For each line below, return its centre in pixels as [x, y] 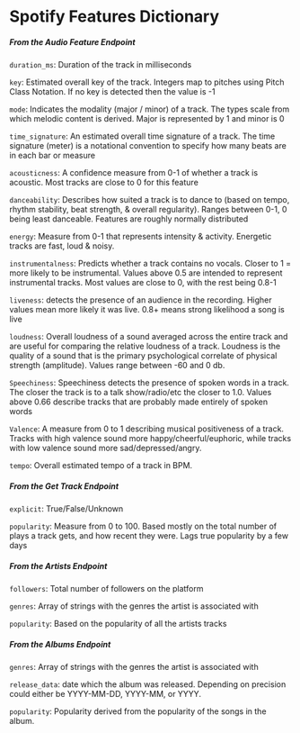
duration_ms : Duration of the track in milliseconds [101, 65]
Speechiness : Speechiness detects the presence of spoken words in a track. [150, 383]
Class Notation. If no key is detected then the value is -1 [112, 92]
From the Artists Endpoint [58, 566]
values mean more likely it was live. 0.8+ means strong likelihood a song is [147, 310]
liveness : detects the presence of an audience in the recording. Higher [141, 300]
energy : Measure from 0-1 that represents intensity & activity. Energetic [141, 237]
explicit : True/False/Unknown [66, 509]
